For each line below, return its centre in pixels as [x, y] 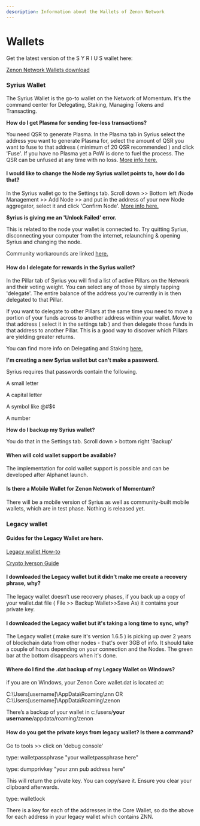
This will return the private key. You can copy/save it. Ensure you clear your [99, 780]
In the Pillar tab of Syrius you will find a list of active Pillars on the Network [98, 281]
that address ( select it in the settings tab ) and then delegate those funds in [100, 324]
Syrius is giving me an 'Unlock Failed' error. [61, 218]
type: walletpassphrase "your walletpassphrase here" [72, 757]
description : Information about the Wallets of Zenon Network [85, 12]
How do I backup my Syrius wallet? [51, 430]
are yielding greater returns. [41, 337]
